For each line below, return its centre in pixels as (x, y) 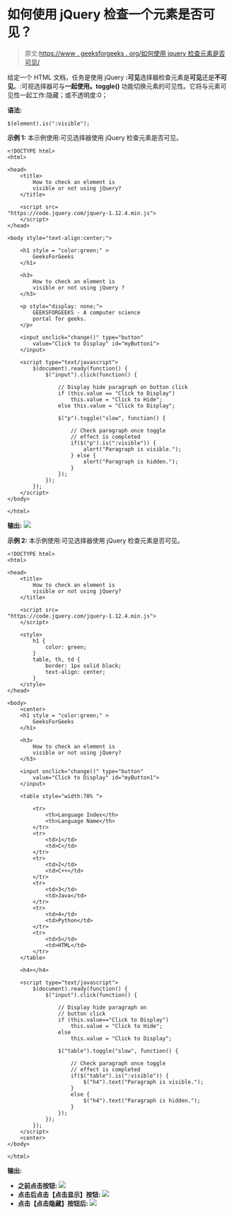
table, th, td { (57, 660)
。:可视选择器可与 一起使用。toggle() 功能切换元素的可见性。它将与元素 (117, 86)
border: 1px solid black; (83, 666)
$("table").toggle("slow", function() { (118, 1051)
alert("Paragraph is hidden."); (131, 461)
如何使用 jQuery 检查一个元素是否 (105, 15)
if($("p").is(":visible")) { (113, 443)
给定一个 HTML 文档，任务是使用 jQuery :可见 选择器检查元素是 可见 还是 (111, 77)
